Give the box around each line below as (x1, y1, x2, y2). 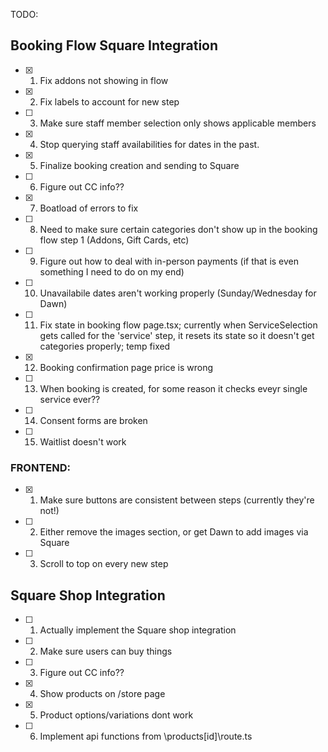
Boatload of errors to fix (39, 202, 139, 214)
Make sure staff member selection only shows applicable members (39, 117, 317, 129)
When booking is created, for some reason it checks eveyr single (39, 382, 308, 394)
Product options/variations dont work (39, 709, 194, 721)
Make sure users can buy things (39, 645, 173, 657)
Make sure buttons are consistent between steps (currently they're (39, 494, 315, 506)
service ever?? (39, 393, 101, 405)
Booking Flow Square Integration (10, 37, 219, 54)
